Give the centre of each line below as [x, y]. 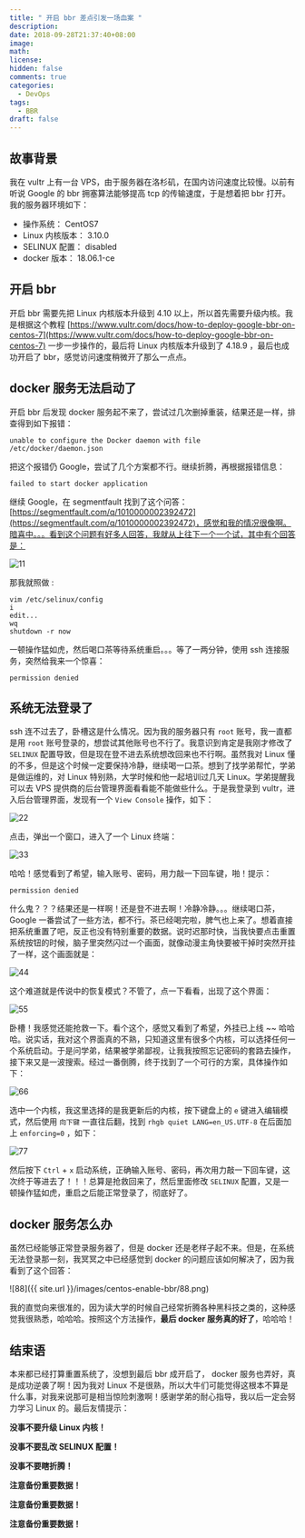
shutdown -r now [40, 631]
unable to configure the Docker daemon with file [105, 440]
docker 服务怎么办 [61, 1224]
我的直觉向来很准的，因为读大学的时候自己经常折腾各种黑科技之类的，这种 [148, 1308]
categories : [32, 85]
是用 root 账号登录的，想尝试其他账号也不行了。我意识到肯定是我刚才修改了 [151, 743]
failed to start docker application [79, 484]
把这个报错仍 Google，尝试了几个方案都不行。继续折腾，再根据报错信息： [148, 466]
